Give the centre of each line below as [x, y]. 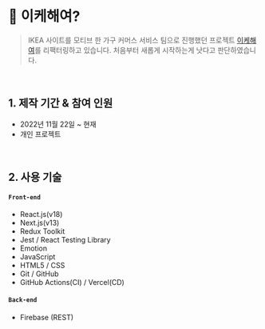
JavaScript [38, 257]
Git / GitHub [39, 274]
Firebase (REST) [47, 317]
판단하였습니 [237, 50]
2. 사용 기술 [35, 177]
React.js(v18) [41, 215]
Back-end [23, 300]
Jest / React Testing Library [65, 240]
